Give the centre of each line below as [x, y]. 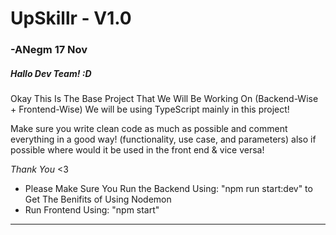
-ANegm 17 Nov [49, 50]
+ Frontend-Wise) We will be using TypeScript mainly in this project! [150, 109]
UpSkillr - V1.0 [71, 18]
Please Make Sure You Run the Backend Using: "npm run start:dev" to [168, 189]
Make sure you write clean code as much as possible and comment [149, 129]
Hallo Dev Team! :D [51, 73]
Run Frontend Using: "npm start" [92, 210]
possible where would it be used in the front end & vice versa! [137, 150]
